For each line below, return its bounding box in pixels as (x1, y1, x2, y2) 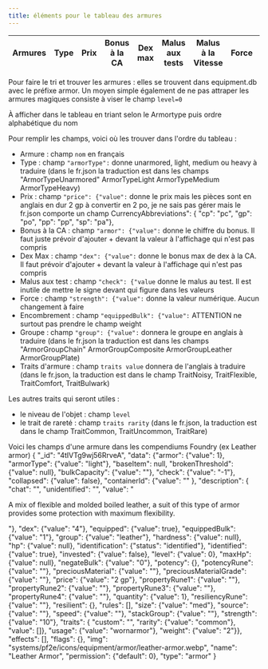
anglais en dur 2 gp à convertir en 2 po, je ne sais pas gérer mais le (19, 200, 242, 209)
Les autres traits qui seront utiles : (8, 393, 120, 404)
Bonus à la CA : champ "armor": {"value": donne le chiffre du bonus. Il (19, 225, 255, 235)
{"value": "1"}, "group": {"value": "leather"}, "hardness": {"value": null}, (8, 532, 242, 542)
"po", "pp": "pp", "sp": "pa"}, (19, 217, 114, 226)
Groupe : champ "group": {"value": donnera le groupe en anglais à (19, 327, 243, 336)
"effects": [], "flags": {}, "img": (8, 634, 108, 643)
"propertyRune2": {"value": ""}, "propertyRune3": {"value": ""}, (8, 583, 216, 592)
